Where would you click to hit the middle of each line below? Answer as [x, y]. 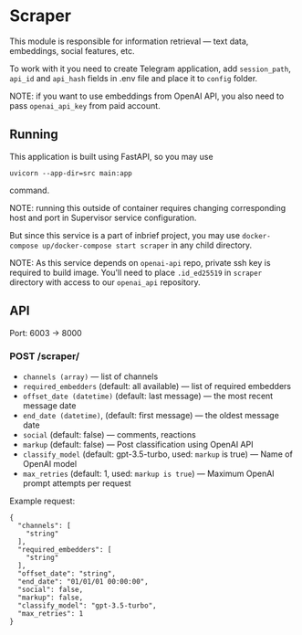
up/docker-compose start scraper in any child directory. [147, 245]
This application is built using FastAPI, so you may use [111, 156]
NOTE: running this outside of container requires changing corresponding [148, 207]
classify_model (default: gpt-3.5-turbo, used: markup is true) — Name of [158, 454]
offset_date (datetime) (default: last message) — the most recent [148, 396]
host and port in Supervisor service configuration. [103, 217]
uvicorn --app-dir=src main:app [71, 173]
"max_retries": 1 [51, 613]
